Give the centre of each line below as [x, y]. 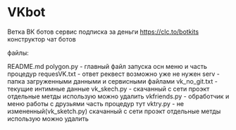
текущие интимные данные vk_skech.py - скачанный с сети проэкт [108, 89]
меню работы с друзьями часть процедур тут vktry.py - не [96, 103]
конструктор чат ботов [42, 39]
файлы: [18, 53]
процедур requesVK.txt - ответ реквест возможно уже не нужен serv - [114, 74]
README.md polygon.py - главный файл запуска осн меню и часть [107, 66]
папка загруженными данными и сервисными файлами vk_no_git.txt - [113, 81]
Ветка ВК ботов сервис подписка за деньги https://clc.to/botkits [103, 32]
